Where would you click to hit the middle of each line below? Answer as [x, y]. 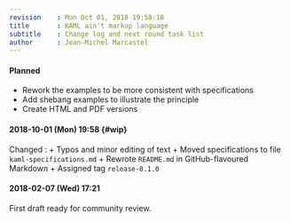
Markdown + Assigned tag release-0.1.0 [84, 168]
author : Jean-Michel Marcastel [79, 42]
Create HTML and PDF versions [80, 109]
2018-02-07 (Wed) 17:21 [55, 188]
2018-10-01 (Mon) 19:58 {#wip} [68, 130]
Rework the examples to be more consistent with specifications [138, 91]
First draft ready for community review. [80, 208]
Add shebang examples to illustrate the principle [110, 99]
